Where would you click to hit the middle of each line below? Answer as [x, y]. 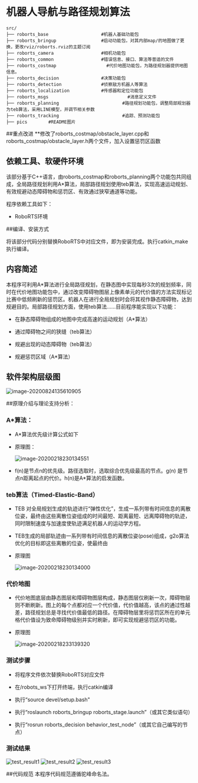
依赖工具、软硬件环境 [45, 162]
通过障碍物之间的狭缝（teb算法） [55, 331]
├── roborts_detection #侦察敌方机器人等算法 [77, 84]
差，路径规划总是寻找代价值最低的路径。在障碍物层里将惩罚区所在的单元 [102, 612]
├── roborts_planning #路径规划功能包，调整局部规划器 [98, 103]
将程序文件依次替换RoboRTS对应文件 [60, 674]
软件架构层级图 [33, 376]
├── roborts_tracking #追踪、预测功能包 [83, 115]
